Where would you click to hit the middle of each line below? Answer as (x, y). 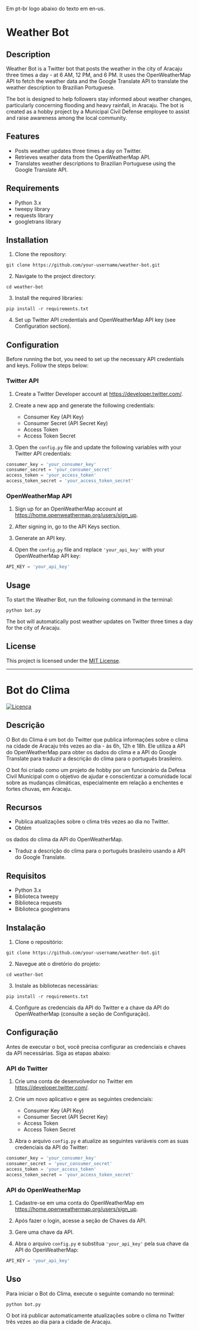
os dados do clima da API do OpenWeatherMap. (65, 840)
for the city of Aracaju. (33, 628)
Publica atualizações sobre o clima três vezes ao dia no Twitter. (92, 822)
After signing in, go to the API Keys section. (68, 526)
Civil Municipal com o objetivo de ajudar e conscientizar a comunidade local (99, 776)
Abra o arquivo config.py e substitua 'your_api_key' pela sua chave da (102, 1243)
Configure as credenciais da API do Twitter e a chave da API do (92, 1008)
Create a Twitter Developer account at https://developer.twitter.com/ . (99, 394)
